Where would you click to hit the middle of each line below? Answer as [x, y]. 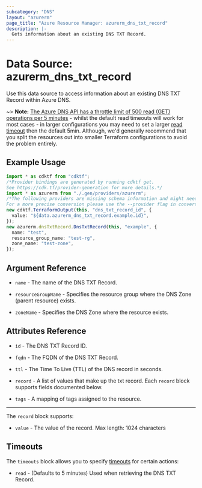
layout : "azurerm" [29, 17]
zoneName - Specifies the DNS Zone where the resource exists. [92, 312]
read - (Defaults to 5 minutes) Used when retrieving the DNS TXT [95, 473]
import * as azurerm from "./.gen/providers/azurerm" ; [76, 193]
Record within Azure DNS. [38, 100]
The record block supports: [40, 416]
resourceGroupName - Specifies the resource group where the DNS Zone [103, 294]
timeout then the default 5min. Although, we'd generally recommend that [96, 131]
